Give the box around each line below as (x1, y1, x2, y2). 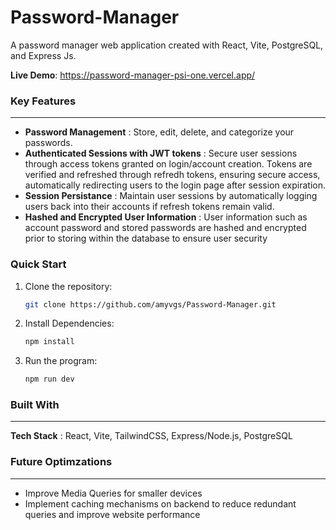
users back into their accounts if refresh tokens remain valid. (24, 201, 275, 213)
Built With (10, 398, 60, 412)
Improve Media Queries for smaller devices (24, 487, 203, 499)
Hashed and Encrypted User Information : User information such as (24, 211, 308, 223)
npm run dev (24, 374, 75, 385)
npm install (24, 337, 75, 347)
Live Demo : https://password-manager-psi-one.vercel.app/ (10, 69, 256, 81)
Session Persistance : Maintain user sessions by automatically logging (24, 190, 318, 202)
